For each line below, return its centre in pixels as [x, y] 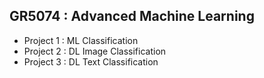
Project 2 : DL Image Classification [95, 51]
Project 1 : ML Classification [81, 40]
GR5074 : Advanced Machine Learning [132, 16]
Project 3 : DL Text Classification [91, 61]
